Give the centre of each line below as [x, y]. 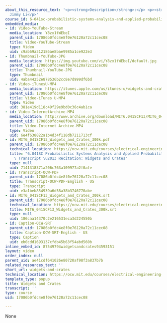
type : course [19, 293]
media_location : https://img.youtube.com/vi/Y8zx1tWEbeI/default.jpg [83, 61]
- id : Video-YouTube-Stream [34, 28]
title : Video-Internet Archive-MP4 [46, 126]
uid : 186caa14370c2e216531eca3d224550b [51, 219]
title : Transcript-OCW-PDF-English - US [52, 182]
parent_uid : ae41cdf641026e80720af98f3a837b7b [54, 261]
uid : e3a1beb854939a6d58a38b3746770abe [51, 191]
